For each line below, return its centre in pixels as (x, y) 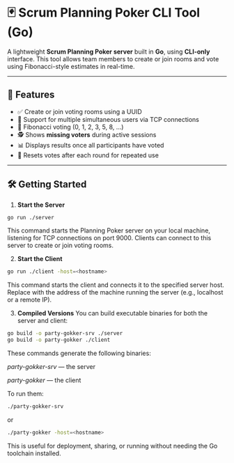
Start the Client (40, 259)
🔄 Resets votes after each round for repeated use (88, 155)
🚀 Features (31, 95)
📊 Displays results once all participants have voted (91, 145)
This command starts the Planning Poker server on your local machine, (109, 230)
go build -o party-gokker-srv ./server (65, 333)
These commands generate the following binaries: (79, 353)
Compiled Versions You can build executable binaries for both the (112, 313)
